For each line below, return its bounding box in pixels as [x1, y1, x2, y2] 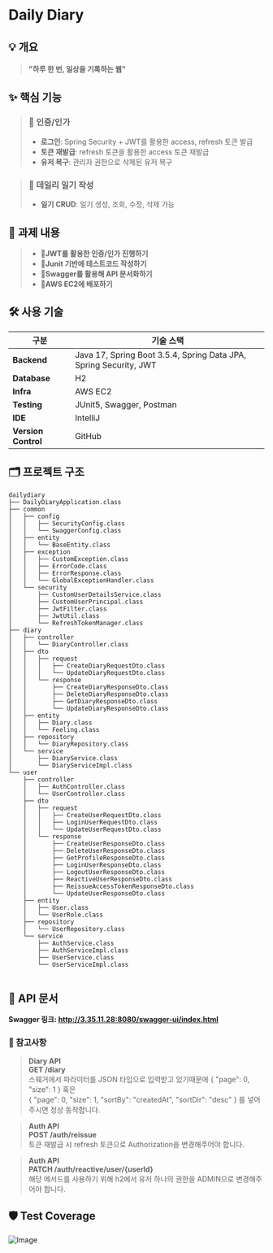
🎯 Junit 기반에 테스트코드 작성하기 [40, 259, 147, 268]
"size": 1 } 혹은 [28, 1084, 76, 1094]
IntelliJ [74, 412, 100, 424]
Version [12, 425, 44, 437]
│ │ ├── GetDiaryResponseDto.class [8, 697, 158, 705]
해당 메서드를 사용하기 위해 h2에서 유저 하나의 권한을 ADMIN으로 [28, 1173, 234, 1184]
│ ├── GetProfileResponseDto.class [23, 854, 165, 862]
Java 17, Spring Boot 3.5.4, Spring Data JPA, [74, 349, 246, 360]
